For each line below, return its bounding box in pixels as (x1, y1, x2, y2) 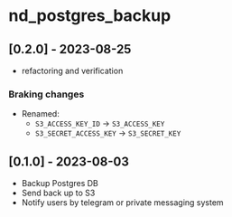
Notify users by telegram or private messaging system (21, 197, 224, 208)
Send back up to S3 (21, 187, 96, 199)
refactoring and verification (21, 65, 124, 76)
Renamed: (21, 108, 60, 119)
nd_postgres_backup (8, 5, 172, 26)
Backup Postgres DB (21, 178, 98, 189)
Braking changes (8, 88, 85, 100)
